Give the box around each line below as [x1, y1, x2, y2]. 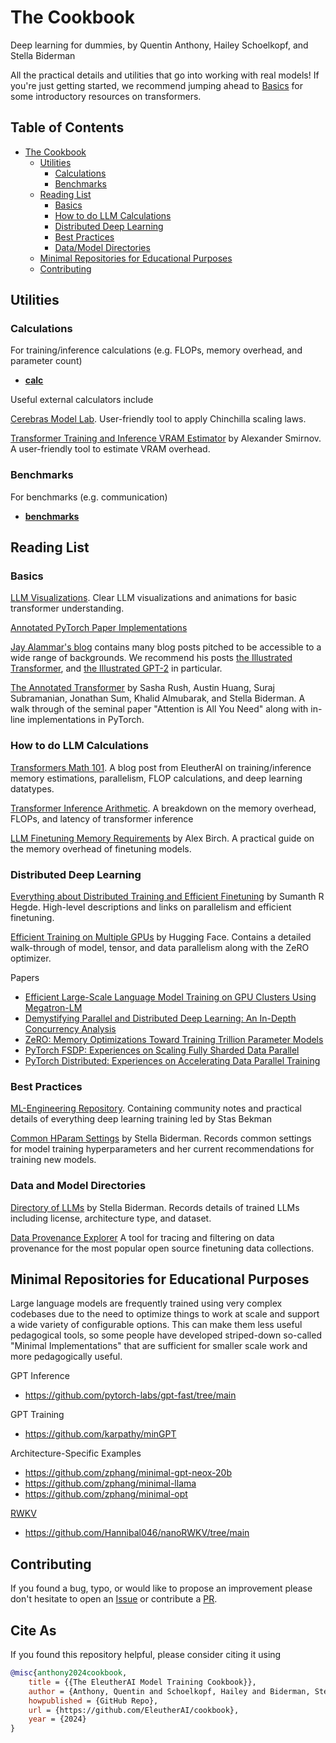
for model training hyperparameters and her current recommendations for [10, 1143, 315, 1155]
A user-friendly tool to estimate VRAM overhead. [10, 443, 211, 455]
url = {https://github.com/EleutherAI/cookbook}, [28, 1705, 240, 1715]
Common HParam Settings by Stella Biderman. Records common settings [10, 1132, 312, 1145]
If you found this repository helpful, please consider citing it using [10, 1649, 282, 1661]
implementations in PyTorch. [27, 714, 145, 726]
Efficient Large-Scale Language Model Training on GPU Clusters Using [24, 991, 317, 1003]
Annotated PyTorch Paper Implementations [10, 622, 188, 634]
